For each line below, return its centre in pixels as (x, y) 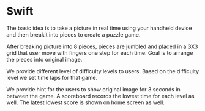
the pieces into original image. (44, 59)
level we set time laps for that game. (52, 77)
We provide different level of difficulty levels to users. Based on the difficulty (103, 71)
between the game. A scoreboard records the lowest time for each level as (100, 96)
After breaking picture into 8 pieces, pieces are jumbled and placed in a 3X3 (102, 46)
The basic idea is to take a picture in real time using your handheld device (99, 28)
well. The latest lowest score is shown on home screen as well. (86, 102)
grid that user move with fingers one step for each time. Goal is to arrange (100, 52)
